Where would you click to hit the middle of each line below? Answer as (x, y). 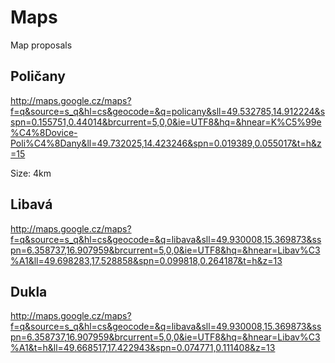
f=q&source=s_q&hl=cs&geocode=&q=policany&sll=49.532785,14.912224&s (168, 111)
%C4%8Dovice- (44, 132)
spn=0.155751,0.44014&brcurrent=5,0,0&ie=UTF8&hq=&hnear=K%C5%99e (166, 122)
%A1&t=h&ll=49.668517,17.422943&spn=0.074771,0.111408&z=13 (143, 348)
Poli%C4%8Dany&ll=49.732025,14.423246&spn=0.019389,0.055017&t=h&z (166, 143)
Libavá (31, 204)
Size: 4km (31, 173)
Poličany (38, 76)
